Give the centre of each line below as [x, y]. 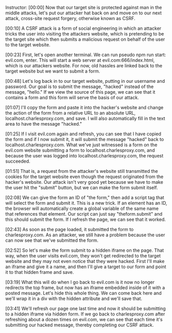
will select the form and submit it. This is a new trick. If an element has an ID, [86, 203]
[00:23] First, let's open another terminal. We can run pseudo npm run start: [86, 55]
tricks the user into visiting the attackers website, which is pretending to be [85, 34]
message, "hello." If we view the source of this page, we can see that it [80, 92]
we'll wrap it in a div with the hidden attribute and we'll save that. [74, 299]
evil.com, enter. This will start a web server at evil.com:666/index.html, [80, 60]
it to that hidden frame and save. [40, 272]
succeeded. [18, 161]
